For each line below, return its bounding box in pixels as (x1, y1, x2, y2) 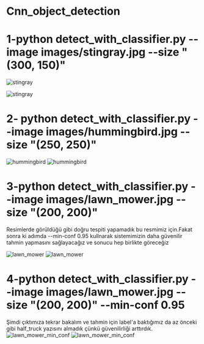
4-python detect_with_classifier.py (6, 272, 189, 286)
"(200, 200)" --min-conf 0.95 (30, 298, 185, 312)
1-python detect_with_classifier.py (6, 32, 186, 47)
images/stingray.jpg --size (40, 45, 180, 59)
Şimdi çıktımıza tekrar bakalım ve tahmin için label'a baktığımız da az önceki (6, 318, 197, 326)
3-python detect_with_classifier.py (6, 179, 189, 193)
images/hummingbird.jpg (45, 125, 178, 139)
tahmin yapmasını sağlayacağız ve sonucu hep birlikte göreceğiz (6, 239, 169, 246)
